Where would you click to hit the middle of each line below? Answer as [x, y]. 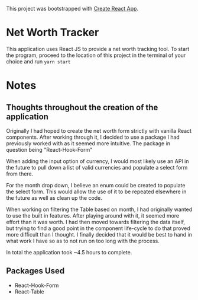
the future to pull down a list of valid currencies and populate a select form [97, 167]
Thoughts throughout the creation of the [82, 107]
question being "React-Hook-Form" [49, 149]
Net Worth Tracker [53, 33]
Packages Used [35, 271]
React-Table [29, 291]
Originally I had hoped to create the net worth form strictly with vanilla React [99, 130]
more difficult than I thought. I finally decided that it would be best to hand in [99, 234]
